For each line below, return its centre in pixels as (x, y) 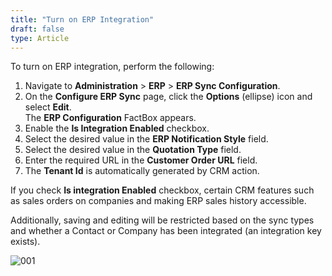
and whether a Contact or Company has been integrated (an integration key (166, 231)
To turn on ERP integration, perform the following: (112, 67)
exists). (25, 242)
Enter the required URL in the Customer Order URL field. (141, 160)
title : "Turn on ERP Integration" (82, 19)
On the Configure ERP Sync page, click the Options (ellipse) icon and (168, 97)
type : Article (40, 38)
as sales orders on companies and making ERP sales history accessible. (158, 201)
